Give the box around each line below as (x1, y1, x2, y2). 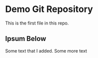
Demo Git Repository (5, 3, 93, 15)
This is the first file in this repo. (5, 20, 69, 26)
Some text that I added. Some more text (5, 47, 87, 53)
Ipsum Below (5, 34, 46, 43)
